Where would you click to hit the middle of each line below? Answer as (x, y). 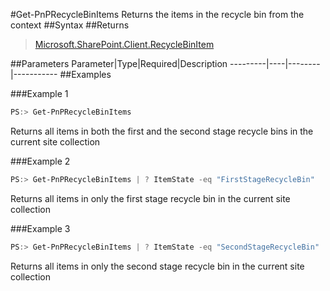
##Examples (85, 74)
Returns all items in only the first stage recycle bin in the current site (150, 198)
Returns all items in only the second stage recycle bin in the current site (157, 266)
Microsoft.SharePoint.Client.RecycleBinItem (124, 44)
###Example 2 (40, 161)
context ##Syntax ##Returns (70, 25)
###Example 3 (40, 228)
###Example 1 (39, 93)
